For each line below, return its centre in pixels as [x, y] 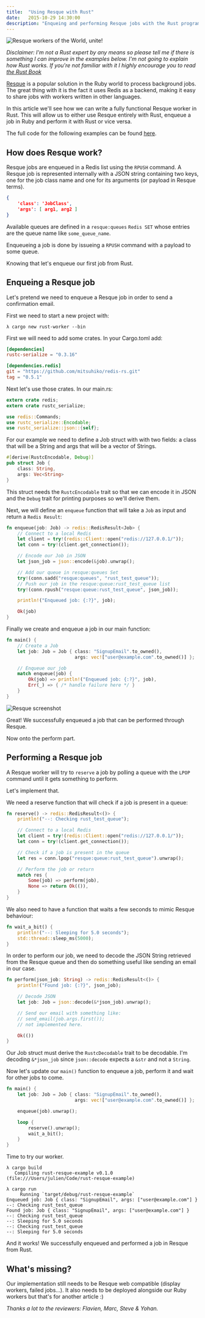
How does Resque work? [54, 152]
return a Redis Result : [34, 516]
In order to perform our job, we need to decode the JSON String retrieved [99, 955]
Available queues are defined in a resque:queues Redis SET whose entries [98, 226]
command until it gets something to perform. [63, 778]
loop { [26, 1122]
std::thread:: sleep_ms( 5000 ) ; [56, 938]
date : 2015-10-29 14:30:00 [43, 18]
